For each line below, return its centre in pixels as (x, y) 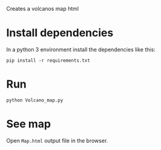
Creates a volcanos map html (43, 9)
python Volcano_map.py (35, 100)
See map (29, 124)
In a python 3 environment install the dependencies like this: (81, 49)
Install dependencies (60, 33)
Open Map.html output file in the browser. (57, 140)
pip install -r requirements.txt (48, 60)
